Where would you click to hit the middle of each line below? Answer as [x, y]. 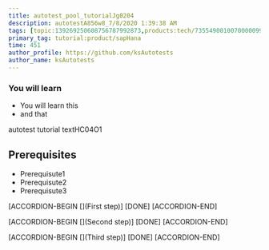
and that [34, 114]
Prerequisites [42, 155]
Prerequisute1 [42, 173]
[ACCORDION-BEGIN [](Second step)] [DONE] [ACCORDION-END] [118, 221]
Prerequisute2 [43, 182]
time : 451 [25, 46]
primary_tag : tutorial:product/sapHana [75, 38]
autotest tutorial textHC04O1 [55, 129]
